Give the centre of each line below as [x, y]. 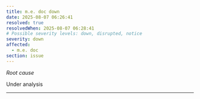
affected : [18, 45]
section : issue [25, 56]
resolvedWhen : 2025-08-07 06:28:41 [50, 28]
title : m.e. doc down [33, 12]
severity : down [25, 39]
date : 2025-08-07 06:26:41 [40, 17]
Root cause [20, 72]
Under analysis [25, 84]
